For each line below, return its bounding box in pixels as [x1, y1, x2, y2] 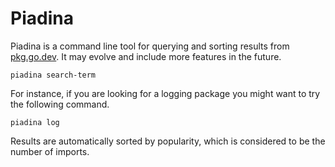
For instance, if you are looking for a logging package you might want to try [10, 87, 321, 99]
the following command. [10, 98, 110, 110]
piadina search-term [10, 70, 97, 80]
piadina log [10, 117, 60, 127]
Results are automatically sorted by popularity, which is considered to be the [10, 135, 326, 147]
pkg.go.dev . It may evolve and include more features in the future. [10, 50, 282, 62]
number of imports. [10, 145, 90, 157]
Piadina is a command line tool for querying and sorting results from [10, 40, 290, 52]
